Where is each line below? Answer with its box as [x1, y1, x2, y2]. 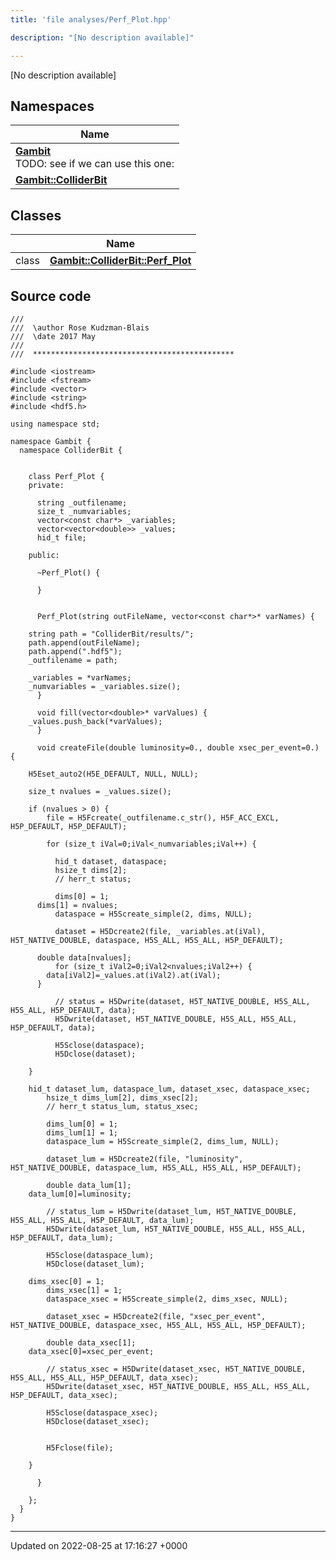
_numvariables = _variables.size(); [28, 681, 182, 691]
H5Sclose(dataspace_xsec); [46, 1407, 159, 1418]
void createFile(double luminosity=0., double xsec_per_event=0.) [36, 742, 320, 753]
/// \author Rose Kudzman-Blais [10, 322, 150, 333]
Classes [10, 207, 62, 224]
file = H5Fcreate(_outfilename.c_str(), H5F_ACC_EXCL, [46, 812, 280, 823]
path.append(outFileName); [28, 637, 141, 648]
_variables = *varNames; [28, 672, 132, 683]
